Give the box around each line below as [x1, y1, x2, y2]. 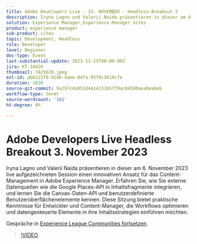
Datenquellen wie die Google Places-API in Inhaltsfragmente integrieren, [6, 184, 182, 191]
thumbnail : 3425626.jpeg [6, 69, 67, 75]
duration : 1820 [6, 80, 44, 86]
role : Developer [6, 42, 46, 48]
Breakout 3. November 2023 [6, 145, 148, 158]
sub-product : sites [6, 31, 54, 37]
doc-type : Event [6, 53, 46, 58]
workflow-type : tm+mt [6, 91, 60, 97]
